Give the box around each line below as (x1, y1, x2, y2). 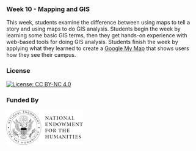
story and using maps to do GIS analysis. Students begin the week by (6, 25, 181, 32)
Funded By (6, 95, 39, 104)
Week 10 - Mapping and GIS (6, 5, 90, 13)
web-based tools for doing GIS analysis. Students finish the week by (6, 39, 178, 46)
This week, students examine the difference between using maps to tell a (6, 19, 191, 26)
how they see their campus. (6, 51, 76, 59)
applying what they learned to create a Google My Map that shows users (6, 45, 189, 52)
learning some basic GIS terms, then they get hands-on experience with (6, 32, 187, 39)
